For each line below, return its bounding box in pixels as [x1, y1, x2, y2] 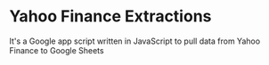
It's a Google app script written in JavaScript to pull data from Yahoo [9, 36, 261, 46]
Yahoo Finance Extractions [9, 6, 212, 27]
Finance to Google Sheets [9, 45, 104, 55]
